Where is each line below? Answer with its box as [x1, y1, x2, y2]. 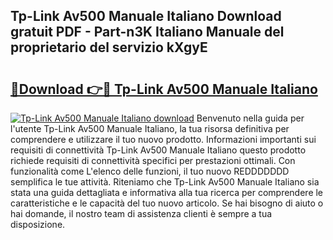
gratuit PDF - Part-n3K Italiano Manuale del [10, 24, 285, 41]
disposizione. [10, 219, 66, 230]
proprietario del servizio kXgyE [10, 39, 208, 56]
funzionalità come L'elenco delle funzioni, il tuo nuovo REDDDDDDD [10, 165, 290, 177]
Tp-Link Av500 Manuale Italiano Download [10, 8, 282, 25]
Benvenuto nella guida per [196, 112, 305, 124]
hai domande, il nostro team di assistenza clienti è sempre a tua [10, 208, 273, 219]
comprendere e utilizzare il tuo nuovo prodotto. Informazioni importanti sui [10, 134, 317, 145]
